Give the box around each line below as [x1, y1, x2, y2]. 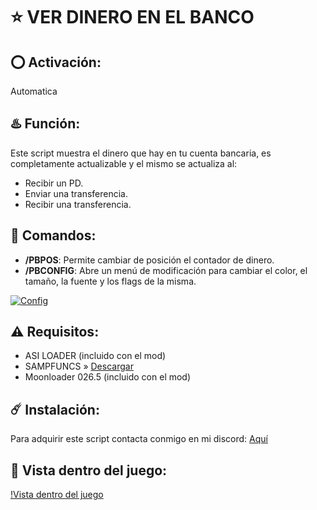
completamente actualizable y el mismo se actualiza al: [10, 157, 238, 169]
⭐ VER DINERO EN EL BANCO [10, 6, 255, 29]
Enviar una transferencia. [24, 187, 129, 199]
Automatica [10, 85, 58, 97]
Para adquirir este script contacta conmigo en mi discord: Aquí [10, 433, 268, 445]
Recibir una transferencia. [24, 198, 132, 210]
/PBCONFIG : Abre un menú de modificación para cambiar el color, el [24, 264, 308, 276]
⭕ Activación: [10, 54, 102, 71]
